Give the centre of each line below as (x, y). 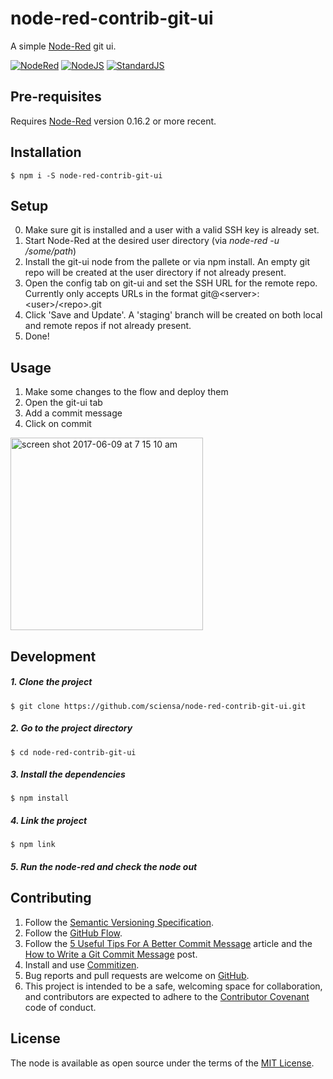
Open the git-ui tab (63, 403)
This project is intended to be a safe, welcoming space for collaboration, (173, 986)
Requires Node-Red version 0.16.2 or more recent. (113, 121)
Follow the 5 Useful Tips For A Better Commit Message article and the (168, 943)
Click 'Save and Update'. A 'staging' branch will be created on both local (173, 315)
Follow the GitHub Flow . (73, 933)
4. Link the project (49, 821)
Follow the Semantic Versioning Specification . (119, 922)
